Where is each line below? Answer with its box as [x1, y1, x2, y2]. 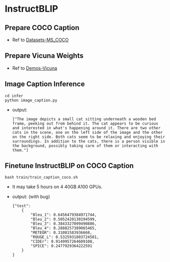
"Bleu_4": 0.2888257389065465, [31, 226, 97, 231]
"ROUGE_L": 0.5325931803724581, [31, 235, 99, 240]
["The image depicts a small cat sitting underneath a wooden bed [12, 117, 156, 122]
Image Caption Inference [5, 80, 85, 89]
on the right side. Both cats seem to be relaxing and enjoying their [12, 134, 165, 139]
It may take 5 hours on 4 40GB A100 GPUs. [12, 184, 103, 190]
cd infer [5, 93, 23, 98]
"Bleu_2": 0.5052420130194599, [31, 217, 97, 222]
